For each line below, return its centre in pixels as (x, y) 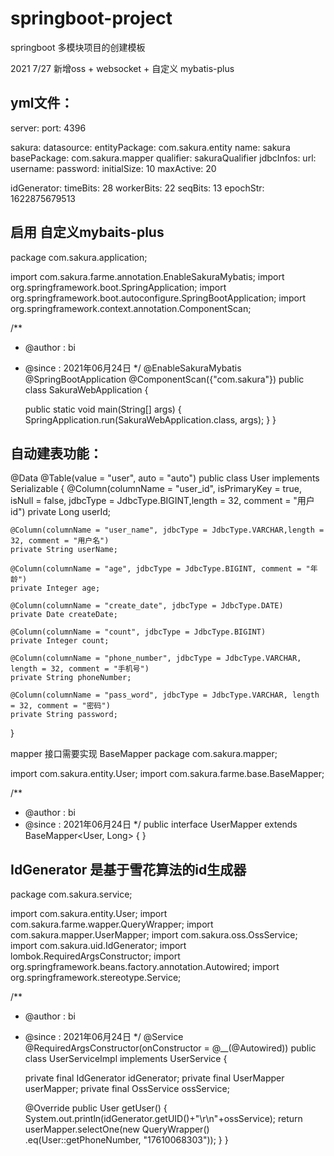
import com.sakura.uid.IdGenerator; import (98, 946)
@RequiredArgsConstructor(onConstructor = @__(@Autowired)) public (170, 1048)
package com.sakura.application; (79, 257)
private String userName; (64, 550)
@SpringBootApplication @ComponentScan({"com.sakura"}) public (164, 379)
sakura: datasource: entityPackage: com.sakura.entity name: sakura (150, 147)
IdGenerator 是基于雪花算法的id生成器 (128, 869)
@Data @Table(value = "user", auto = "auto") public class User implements (165, 478)
